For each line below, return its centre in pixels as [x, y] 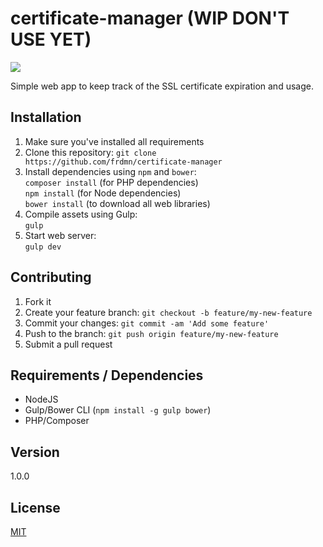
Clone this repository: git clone [90, 152]
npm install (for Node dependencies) [103, 193]
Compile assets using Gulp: [81, 214]
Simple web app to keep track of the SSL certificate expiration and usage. [162, 86]
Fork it [38, 301]
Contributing [51, 277]
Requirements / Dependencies [107, 375]
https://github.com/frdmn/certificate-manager [123, 162]
